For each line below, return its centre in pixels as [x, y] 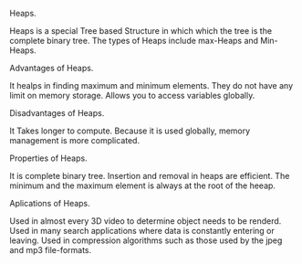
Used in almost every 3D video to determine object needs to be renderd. [146, 221]
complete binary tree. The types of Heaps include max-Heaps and [134, 41]
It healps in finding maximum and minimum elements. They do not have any [151, 85]
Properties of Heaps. [49, 158]
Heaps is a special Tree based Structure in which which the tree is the [141, 31]
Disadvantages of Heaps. [57, 113]
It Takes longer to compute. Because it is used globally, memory [130, 131]
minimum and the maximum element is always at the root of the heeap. [143, 185]
